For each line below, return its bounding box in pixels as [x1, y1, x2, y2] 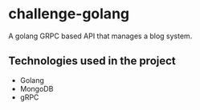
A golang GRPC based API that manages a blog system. [8, 31, 193, 41]
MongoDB [19, 84, 54, 93]
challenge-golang [8, 5, 130, 23]
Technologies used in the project [8, 54, 177, 68]
